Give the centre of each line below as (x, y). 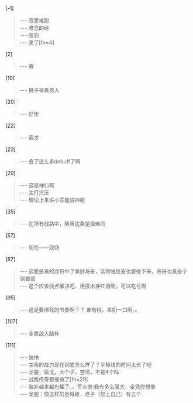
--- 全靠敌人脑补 (39, 334)
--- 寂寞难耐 (35, 21)
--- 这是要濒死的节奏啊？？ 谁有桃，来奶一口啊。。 (80, 310)
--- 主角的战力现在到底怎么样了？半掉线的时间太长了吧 (86, 365)
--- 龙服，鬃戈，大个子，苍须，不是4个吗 (69, 372)
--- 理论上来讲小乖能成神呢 (52, 200)
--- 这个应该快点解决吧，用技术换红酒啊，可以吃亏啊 (83, 286)
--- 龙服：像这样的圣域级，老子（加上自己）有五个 (80, 394)
